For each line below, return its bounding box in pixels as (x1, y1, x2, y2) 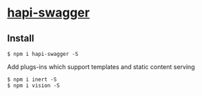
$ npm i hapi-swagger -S (7, 50, 79, 57)
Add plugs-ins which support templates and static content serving (7, 63, 195, 70)
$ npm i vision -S (7, 82, 60, 89)
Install (7, 32, 34, 44)
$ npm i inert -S (7, 76, 57, 83)
